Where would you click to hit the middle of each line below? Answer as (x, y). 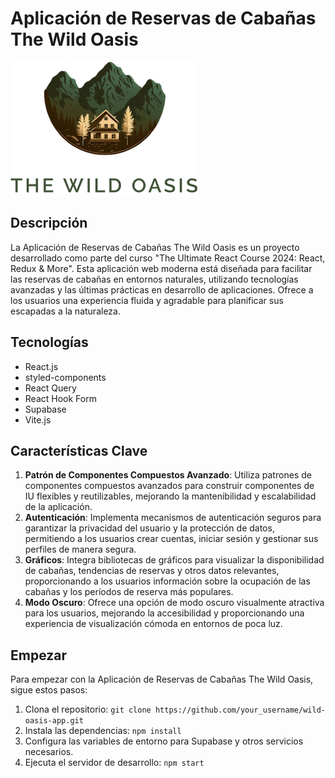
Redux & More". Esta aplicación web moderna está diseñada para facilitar (161, 268)
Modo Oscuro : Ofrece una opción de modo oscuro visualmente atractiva (174, 603)
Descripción (49, 223)
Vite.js (38, 419)
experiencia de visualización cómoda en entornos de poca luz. (153, 624)
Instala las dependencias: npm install (103, 731)
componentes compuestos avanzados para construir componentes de (169, 486)
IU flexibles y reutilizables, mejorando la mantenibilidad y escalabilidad (170, 496)
